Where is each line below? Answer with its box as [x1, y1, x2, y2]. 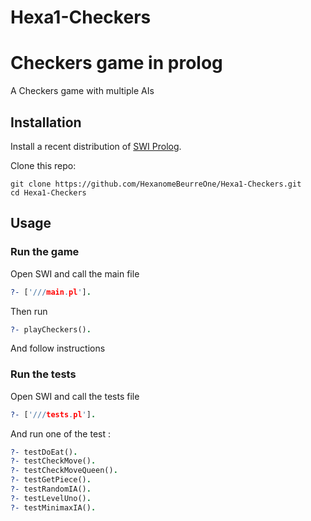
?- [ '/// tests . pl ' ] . [10, 409, 97, 420]
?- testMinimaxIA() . [10, 502, 97, 513]
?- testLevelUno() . [10, 493, 92, 503]
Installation [10, 114, 82, 131]
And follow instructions [10, 342, 106, 355]
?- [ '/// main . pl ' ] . [10, 287, 92, 297]
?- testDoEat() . [10, 447, 78, 457]
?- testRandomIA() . [10, 484, 92, 495]
